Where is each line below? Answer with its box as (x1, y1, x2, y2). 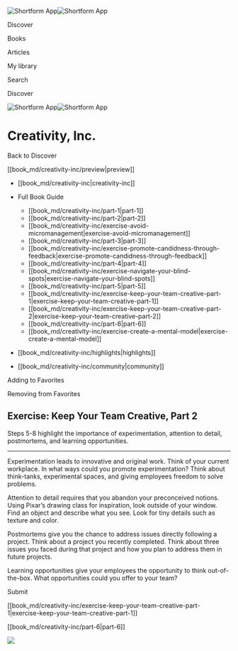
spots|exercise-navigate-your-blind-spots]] (28, 274, 156, 283)
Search (7, 75, 28, 84)
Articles (7, 48, 30, 56)
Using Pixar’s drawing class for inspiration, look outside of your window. (7, 500, 217, 509)
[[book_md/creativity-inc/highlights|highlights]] (17, 348, 156, 356)
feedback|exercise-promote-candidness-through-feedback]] (28, 251, 208, 260)
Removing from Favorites (7, 389, 81, 398)
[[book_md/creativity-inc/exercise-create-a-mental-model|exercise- (28, 327, 228, 335)
